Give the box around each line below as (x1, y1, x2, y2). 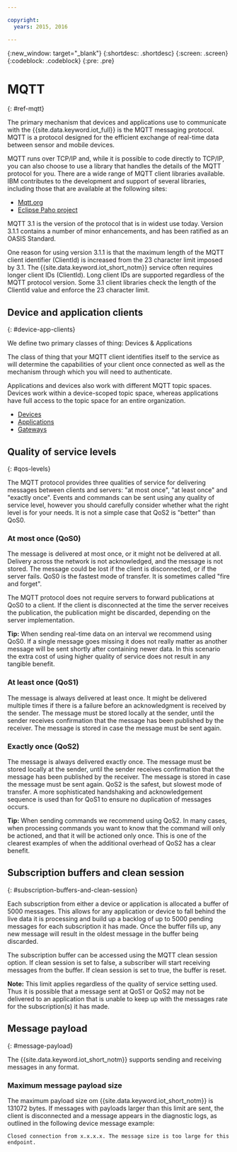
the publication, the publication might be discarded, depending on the (7, 608, 211, 617)
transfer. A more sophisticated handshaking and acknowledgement (7, 787, 203, 796)
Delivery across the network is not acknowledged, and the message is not (7, 557, 224, 566)
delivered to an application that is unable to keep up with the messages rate (7, 994, 228, 1003)
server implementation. (7, 616, 75, 625)
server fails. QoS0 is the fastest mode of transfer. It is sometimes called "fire (7, 572, 230, 581)
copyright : (7, 16, 40, 23)
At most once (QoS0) (7, 533, 81, 543)
